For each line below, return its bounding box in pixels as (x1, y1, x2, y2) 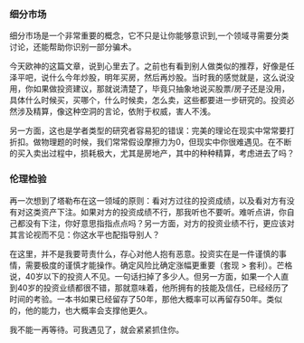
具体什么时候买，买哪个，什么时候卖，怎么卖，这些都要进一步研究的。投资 (9, 95, 287, 106)
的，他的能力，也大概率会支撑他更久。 (9, 305, 152, 316)
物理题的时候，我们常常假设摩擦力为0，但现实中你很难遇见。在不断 (40, 137, 292, 148)
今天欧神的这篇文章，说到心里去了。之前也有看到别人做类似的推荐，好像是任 (9, 61, 295, 71)
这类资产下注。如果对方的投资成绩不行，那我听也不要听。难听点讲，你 (24, 206, 287, 217)
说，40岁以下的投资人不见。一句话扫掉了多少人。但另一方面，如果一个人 (9, 271, 281, 281)
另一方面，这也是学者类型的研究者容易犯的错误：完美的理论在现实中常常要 (9, 125, 287, 137)
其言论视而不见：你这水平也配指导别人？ (9, 229, 160, 240)
